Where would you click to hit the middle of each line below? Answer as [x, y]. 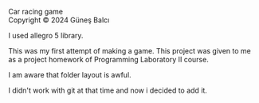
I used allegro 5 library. [46, 36]
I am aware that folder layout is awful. [70, 75]
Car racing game [36, 12]
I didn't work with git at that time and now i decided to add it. [108, 90]
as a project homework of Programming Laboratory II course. [108, 59]
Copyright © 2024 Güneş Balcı [59, 20]
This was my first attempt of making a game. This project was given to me [129, 51]
